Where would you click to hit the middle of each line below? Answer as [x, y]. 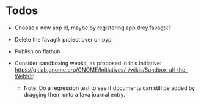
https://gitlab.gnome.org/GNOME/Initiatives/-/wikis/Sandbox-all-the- [101, 69]
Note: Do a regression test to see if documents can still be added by [109, 88]
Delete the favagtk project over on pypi [64, 39]
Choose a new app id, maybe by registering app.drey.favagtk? [93, 28]
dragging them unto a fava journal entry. [75, 94]
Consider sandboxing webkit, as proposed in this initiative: [88, 63]
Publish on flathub [37, 51]
